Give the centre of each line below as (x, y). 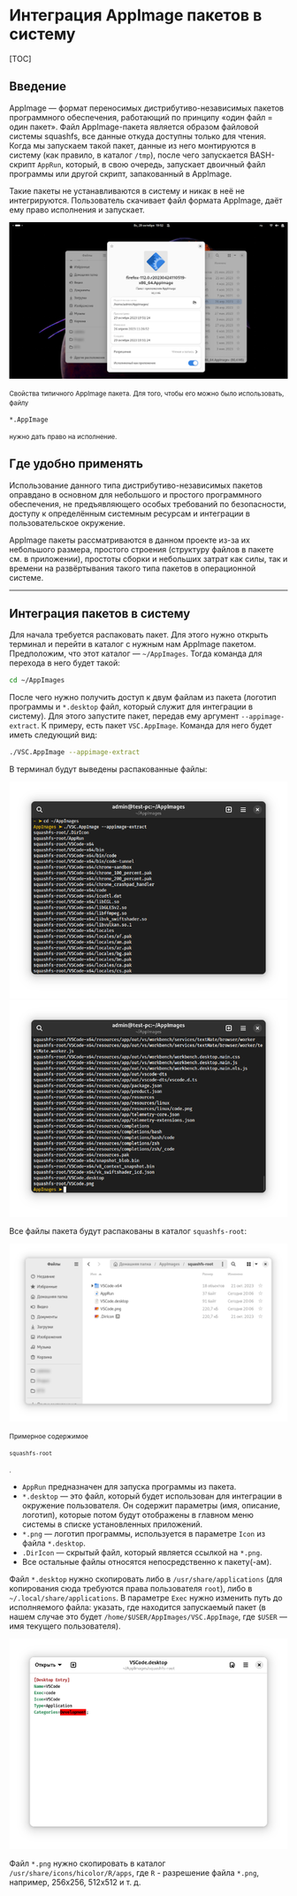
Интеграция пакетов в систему (100, 613)
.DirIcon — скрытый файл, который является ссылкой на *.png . (142, 1553)
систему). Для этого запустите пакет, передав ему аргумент (124, 716)
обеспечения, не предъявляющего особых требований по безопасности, (148, 504)
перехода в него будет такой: (65, 663)
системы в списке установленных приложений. (112, 1524)
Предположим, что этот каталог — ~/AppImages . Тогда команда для (136, 654)
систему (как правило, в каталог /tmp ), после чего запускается (129, 155)
